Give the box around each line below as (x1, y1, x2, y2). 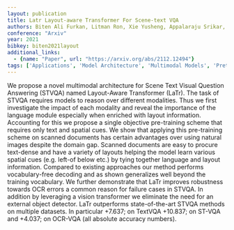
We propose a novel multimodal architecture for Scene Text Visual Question (7, 81, 224, 89)
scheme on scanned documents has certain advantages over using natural (7, 133, 221, 141)
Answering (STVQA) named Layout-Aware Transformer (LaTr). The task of (7, 89, 219, 97)
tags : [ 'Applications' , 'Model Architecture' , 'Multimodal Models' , (7, 62, 210, 69)
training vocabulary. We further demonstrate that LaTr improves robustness (7, 177, 224, 185)
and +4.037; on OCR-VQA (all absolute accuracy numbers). (7, 214, 177, 223)
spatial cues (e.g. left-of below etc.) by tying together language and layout (7, 155, 221, 164)
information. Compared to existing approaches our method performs (7, 162, 204, 171)
